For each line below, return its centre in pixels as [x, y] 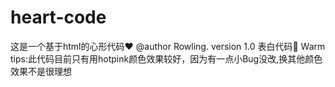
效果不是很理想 [41, 71]
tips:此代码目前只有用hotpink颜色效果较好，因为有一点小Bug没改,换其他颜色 [166, 58]
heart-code [58, 17]
